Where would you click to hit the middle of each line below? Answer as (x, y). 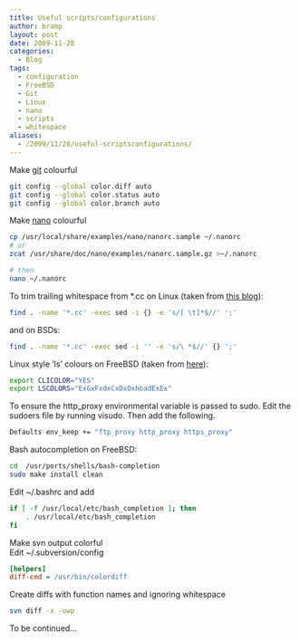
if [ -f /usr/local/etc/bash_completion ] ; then (103, 508)
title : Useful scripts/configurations (82, 18)
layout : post (34, 34)
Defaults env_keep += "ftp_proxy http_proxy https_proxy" (121, 432)
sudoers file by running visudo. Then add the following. (112, 416)
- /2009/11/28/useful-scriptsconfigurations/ (105, 144)
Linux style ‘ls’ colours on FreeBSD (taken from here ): (109, 364)
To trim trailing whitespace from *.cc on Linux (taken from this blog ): (137, 296)
